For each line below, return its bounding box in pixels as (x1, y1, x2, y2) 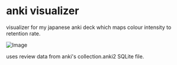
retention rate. (6, 30, 41, 37)
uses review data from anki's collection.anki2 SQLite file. (6, 53, 144, 60)
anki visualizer (6, 4, 79, 18)
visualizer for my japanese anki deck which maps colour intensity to (6, 24, 172, 31)
